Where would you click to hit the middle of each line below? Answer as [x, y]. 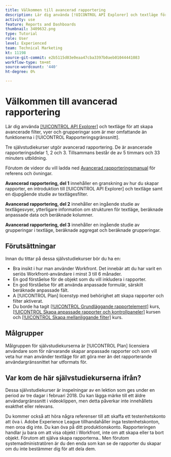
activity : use [20, 19]
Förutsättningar [31, 246]
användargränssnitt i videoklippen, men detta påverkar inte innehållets [79, 401]
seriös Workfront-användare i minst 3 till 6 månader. [67, 274]
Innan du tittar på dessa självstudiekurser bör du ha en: [63, 258]
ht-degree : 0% [20, 72]
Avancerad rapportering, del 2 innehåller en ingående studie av [73, 204]
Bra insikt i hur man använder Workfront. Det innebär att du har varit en [87, 268]
